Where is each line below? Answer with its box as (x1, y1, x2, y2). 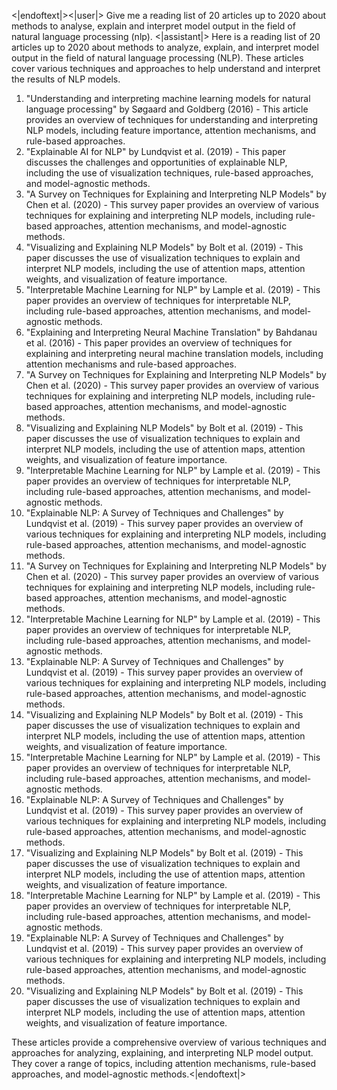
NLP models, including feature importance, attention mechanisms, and (25, 125, 317, 136)
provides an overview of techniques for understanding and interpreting (25, 114, 319, 125)
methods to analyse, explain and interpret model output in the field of (11, 20, 296, 32)
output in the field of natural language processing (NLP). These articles (11, 52, 304, 64)
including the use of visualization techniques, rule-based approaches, (25, 167, 314, 179)
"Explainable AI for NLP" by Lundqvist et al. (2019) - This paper (25, 146, 287, 157)
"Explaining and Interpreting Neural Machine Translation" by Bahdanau (25, 326, 318, 338)
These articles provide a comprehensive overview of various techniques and (11, 1036, 327, 1048)
